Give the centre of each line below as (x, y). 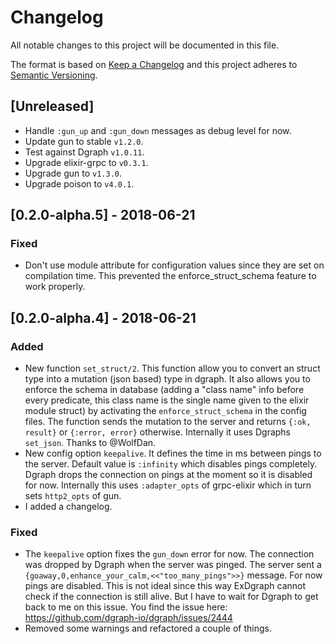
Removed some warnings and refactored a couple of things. (148, 628)
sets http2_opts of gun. (73, 496)
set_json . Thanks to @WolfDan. (90, 443)
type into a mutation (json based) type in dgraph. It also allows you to (167, 379)
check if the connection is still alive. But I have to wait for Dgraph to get (171, 597)
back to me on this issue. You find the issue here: (126, 607)
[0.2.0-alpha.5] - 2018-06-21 (103, 215)
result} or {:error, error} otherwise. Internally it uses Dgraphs (158, 432)
